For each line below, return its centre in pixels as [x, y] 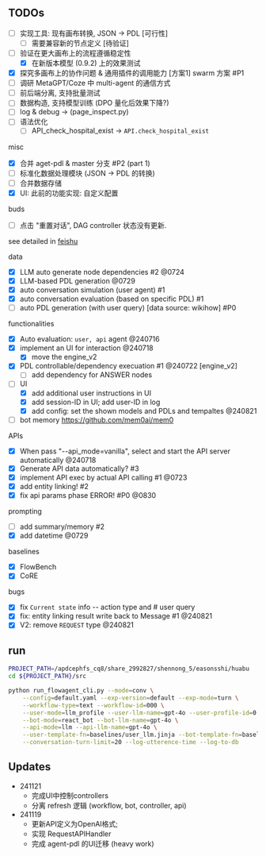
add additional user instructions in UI [91, 393]
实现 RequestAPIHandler [71, 834]
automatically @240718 [58, 460]
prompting [25, 511]
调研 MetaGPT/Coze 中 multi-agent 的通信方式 [95, 83]
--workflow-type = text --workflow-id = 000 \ [93, 705]
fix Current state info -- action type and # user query [107, 607]
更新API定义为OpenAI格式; [75, 823]
